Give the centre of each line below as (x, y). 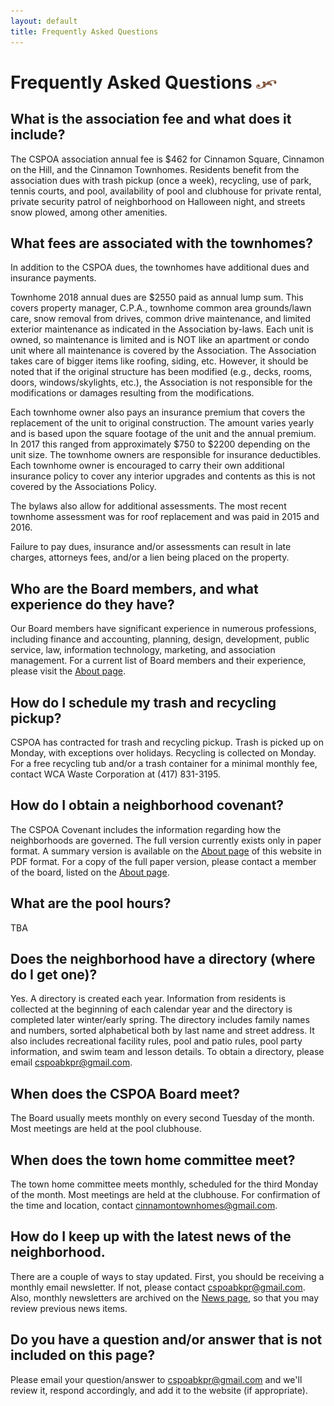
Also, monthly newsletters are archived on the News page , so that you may (165, 1297)
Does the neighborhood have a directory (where (163, 958)
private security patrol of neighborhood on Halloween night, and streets (158, 201)
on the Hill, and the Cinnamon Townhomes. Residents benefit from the (155, 169)
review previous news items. (69, 1308)
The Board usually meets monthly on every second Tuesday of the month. (162, 1118)
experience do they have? (92, 604)
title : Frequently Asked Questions (84, 31)
